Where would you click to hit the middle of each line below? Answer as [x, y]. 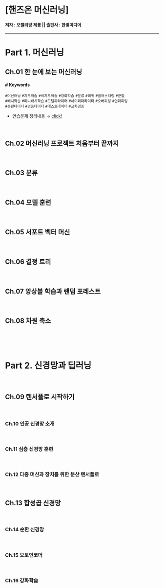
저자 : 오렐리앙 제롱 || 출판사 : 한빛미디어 [43, 24]
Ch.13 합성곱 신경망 [33, 503]
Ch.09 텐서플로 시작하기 [40, 397]
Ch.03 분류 [21, 173]
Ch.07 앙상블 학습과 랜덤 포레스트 [53, 291]
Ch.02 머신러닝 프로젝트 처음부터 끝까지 [62, 143]
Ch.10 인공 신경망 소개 [30, 424]
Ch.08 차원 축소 [28, 321]
